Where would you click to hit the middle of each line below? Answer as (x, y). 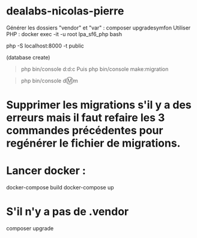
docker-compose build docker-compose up (60, 188)
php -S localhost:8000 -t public (45, 46)
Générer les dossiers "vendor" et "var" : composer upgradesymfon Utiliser (98, 28)
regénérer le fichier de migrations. (93, 143)
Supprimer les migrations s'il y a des (99, 105)
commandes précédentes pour (85, 131)
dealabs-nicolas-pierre (65, 11)
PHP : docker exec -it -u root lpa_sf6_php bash (64, 34)
